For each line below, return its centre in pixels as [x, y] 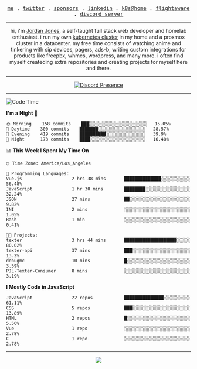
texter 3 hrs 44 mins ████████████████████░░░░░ [98, 240]
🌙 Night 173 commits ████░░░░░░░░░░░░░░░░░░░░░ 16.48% [87, 139]
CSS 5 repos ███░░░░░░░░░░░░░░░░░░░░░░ [98, 308]
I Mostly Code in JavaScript [40, 287]
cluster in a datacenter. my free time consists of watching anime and [98, 43]
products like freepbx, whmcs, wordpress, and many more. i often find [98, 56]
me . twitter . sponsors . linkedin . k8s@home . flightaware [98, 8]
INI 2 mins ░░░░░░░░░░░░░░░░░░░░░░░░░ [98, 210]
